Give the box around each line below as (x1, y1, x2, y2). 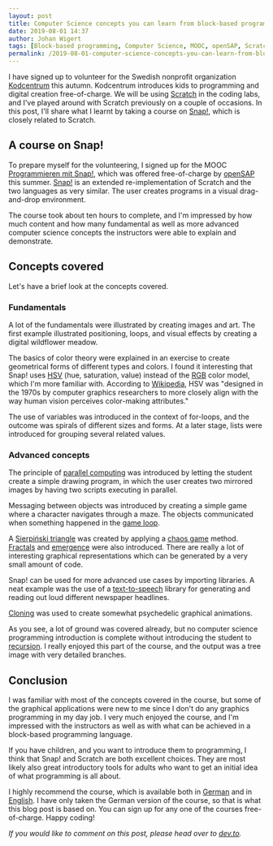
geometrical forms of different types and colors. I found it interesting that (8, 361, 253, 371)
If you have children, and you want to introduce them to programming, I (8, 745, 247, 755)
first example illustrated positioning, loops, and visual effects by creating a (8, 328, 258, 338)
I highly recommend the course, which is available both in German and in (8, 787, 253, 796)
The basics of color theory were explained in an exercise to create (8, 352, 230, 362)
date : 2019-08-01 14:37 (8, 27, 89, 35)
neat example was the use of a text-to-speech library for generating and (8, 584, 250, 593)
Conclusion (8, 673, 68, 687)
